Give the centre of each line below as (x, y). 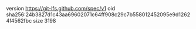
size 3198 (45, 21)
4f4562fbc (19, 21)
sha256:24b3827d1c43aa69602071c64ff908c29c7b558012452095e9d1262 (98, 14)
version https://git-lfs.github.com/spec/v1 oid (61, 8)
